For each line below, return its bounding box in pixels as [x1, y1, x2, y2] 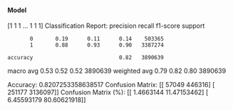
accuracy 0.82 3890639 [7, 54, 164, 61]
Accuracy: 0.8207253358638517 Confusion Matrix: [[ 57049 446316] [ [7, 81, 215, 89]
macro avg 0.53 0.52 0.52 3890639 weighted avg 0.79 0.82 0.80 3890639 [7, 66, 227, 75]
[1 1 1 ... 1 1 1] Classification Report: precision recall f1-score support [7, 21, 205, 30]
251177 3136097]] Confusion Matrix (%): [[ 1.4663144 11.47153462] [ [7, 88, 209, 96]
